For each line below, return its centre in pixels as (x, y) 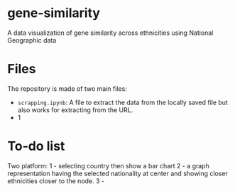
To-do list (36, 146)
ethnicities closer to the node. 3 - (56, 181)
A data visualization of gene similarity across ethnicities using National (110, 33)
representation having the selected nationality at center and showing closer (118, 173)
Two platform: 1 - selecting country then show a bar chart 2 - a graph (108, 165)
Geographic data (32, 40)
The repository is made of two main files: (67, 88)
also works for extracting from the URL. (75, 110)
